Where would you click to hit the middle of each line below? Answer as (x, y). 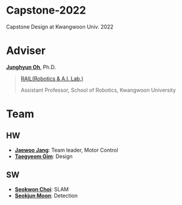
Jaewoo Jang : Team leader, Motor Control (66, 150)
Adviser (26, 51)
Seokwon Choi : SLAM (42, 189)
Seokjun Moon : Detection (46, 196)
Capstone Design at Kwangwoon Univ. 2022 (60, 27)
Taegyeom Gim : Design (43, 156)
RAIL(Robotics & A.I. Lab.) (52, 78)
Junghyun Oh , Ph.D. (31, 67)
